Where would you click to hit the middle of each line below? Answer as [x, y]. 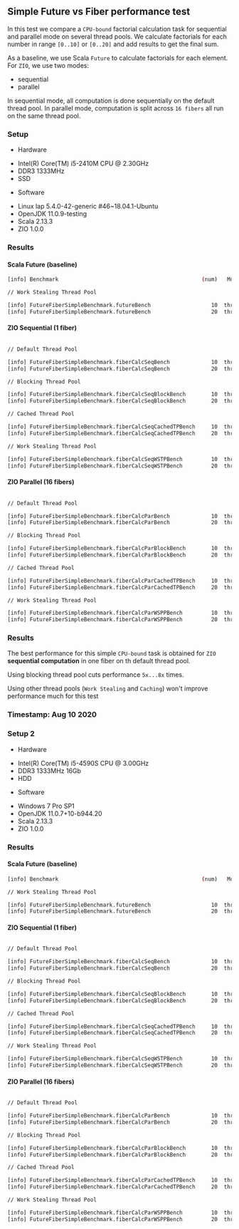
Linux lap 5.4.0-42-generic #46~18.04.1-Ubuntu [88, 207]
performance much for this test [53, 696]
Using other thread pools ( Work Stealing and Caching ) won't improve [108, 689]
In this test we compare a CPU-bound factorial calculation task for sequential [117, 28]
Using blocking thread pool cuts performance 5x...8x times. [96, 675]
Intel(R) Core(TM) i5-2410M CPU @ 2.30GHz [83, 164]
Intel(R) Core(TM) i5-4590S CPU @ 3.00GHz [83, 763]
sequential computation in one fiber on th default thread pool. [99, 661]
